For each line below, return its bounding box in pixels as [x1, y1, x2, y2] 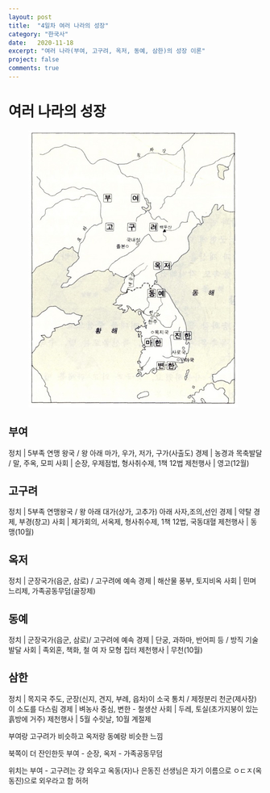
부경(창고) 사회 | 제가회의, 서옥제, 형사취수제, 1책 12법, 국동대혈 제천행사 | [19, 517, 249, 527]
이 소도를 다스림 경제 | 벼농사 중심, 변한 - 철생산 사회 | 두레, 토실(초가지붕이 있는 [8, 703, 260, 714]
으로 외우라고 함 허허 [23, 775, 89, 785]
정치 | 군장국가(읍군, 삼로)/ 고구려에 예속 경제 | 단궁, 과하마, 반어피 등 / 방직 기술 [8, 635, 260, 645]
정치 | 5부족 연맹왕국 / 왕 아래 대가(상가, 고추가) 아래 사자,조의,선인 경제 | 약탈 [8, 507, 252, 517]
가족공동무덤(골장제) [31, 586, 96, 596]
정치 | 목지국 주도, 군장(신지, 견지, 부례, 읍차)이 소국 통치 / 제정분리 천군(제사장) [8, 694, 257, 703]
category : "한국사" [8, 30, 69, 38]
